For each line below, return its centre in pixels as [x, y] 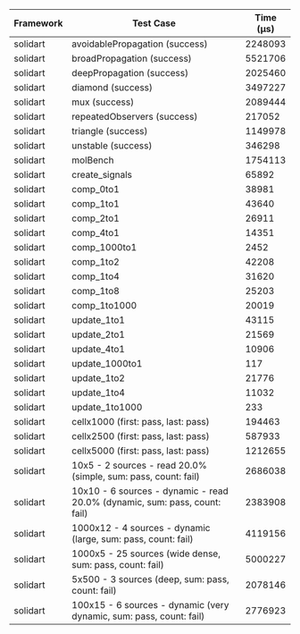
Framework [38, 23]
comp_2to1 [96, 218]
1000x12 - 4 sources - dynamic [141, 528]
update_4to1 [98, 349]
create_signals [101, 175]
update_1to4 [98, 393]
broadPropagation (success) [131, 59]
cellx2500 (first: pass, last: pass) [140, 436]
